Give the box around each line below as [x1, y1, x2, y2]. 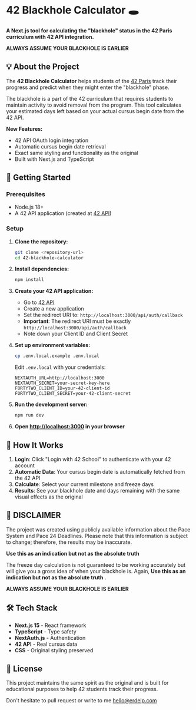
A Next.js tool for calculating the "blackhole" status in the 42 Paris [6, 27, 172, 34]
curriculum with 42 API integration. [6, 33, 94, 40]
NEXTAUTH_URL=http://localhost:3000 [14, 375, 105, 381]
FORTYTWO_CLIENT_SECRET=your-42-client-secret [14, 391, 131, 397]
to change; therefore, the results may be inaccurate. [6, 539, 132, 546]
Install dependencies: [14, 265, 69, 273]
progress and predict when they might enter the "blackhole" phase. [6, 84, 170, 91]
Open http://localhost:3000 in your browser [14, 423, 125, 430]
